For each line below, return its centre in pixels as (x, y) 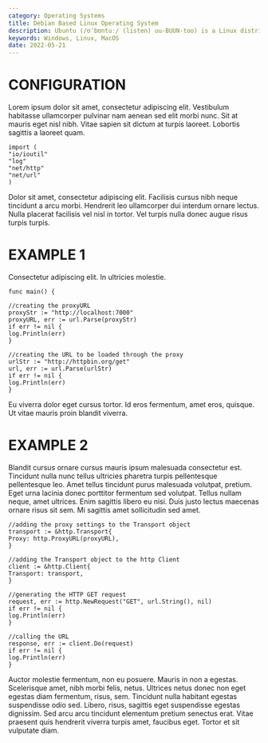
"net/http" (26, 169)
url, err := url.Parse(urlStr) (60, 369)
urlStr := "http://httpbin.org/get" (69, 362)
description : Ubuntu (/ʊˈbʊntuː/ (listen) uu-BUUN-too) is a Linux (123, 30)
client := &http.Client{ (49, 566)
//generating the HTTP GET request (67, 594)
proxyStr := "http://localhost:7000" (71, 313)
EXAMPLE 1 (47, 255)
